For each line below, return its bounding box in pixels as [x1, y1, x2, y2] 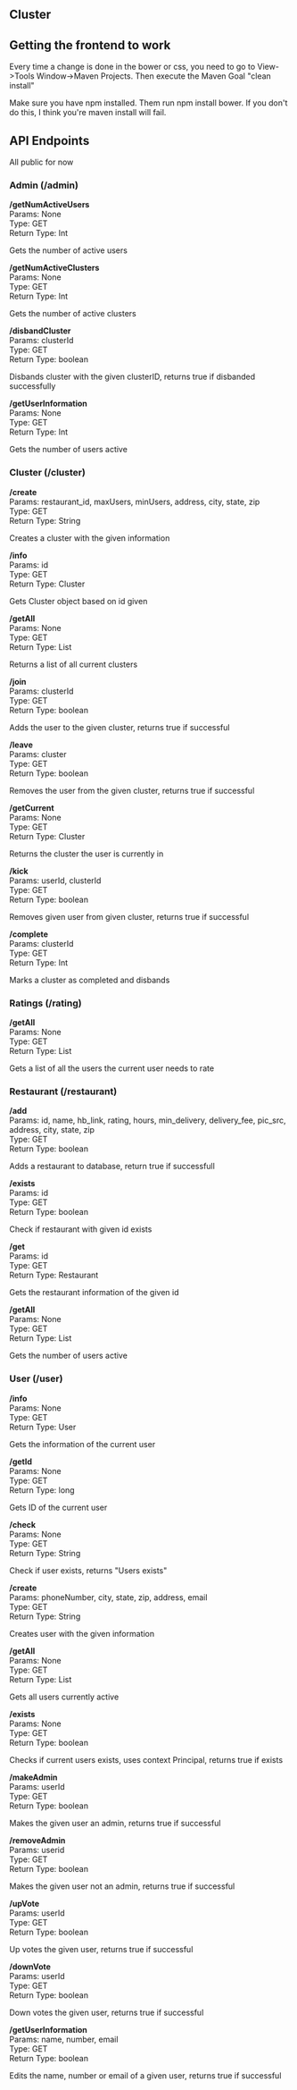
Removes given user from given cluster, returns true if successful [9, 911, 250, 922]
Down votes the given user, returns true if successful [9, 2007, 204, 2018]
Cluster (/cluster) [9, 467, 87, 479]
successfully [9, 381, 56, 392]
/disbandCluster [9, 325, 71, 336]
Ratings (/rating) [9, 997, 82, 1009]
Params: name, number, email [9, 2034, 119, 2044]
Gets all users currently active [9, 1691, 120, 1702]
